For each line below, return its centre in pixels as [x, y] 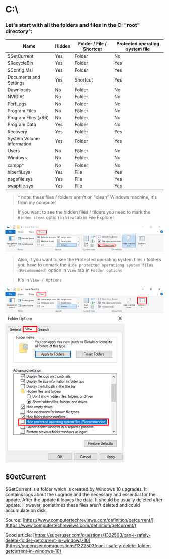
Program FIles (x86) [28, 118]
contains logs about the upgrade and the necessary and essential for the [80, 495]
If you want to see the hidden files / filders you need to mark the [84, 212]
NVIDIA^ [16, 97]
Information [19, 144]
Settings [16, 83]
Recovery [17, 131]
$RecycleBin [20, 63]
